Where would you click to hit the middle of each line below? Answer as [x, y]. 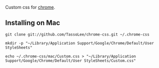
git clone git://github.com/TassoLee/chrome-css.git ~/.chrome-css [77, 34]
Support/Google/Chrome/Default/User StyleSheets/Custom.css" [71, 60]
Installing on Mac [33, 23]
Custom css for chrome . [30, 7]
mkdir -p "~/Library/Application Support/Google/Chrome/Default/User [80, 43]
